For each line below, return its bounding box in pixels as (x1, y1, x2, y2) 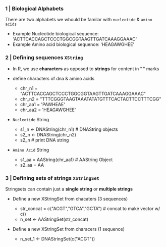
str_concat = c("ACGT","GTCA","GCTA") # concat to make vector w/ (20, 205, 160, 212)
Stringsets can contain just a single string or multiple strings (5, 186, 133, 192)
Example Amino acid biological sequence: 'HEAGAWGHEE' (12, 41, 135, 47)
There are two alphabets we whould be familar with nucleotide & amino (5, 17, 152, 23)
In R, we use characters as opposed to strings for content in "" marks (12, 66, 159, 72)
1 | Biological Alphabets (5, 5, 64, 12)
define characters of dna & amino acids (12, 75, 95, 81)
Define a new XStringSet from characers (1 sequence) (12, 226, 125, 232)
